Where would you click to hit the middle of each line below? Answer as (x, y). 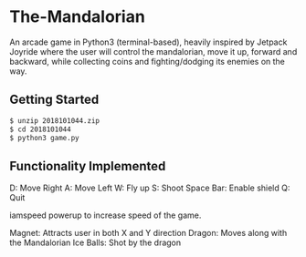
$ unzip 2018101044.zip (55, 120)
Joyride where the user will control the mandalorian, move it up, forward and (153, 51)
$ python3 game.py (44, 138)
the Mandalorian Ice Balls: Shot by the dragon (95, 242)
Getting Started (54, 100)
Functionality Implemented (88, 166)
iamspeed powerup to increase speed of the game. (106, 215)
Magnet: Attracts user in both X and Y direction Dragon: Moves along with (148, 233)
